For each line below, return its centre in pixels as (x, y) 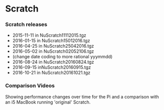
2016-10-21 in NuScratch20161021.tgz (51, 73)
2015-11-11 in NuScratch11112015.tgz (49, 35)
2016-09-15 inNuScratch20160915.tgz (52, 67)
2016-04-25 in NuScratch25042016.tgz (53, 46)
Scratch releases (26, 25)
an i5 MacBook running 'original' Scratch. (48, 102)
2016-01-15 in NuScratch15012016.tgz (51, 41)
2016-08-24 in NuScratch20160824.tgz (53, 62)
